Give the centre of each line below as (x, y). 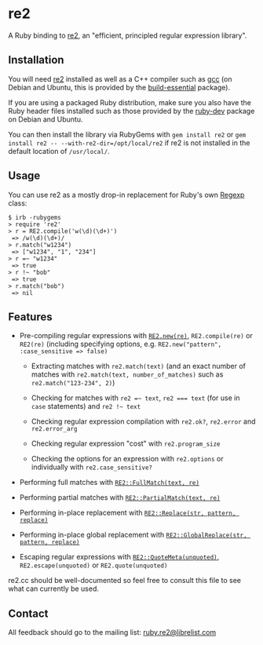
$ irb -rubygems (35, 217)
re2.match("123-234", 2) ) (73, 383)
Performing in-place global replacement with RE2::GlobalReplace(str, (133, 535)
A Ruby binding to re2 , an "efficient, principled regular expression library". (128, 35)
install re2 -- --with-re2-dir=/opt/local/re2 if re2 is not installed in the (129, 143)
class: (18, 203)
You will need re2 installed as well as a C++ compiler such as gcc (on (120, 78)
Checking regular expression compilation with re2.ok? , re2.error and (143, 421)
